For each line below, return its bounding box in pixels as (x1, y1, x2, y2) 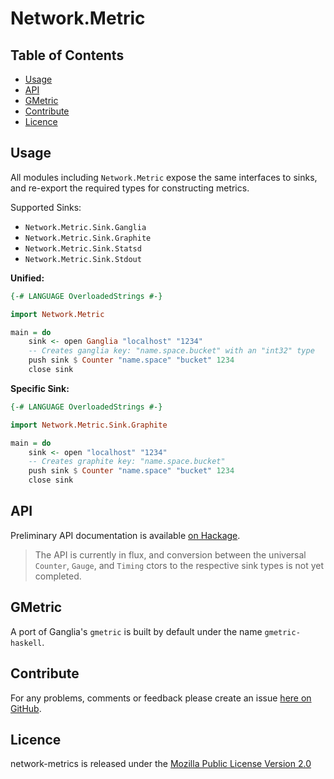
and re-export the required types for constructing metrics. (10, 182, 250, 194)
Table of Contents (10, 47, 125, 64)
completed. (34, 570, 82, 582)
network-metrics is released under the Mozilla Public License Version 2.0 (10, 758, 312, 770)
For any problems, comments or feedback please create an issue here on (10, 692, 312, 704)
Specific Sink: (10, 382, 70, 394)
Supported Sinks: (10, 201, 82, 213)
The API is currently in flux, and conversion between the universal (34, 548, 307, 561)
